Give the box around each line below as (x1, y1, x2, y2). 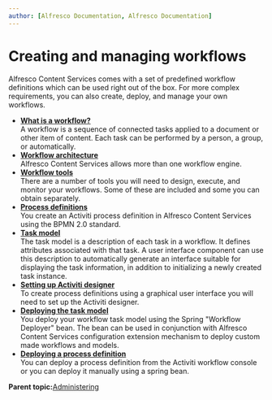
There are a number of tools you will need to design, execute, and (19, 176, 241, 185)
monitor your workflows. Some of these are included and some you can (19, 185, 260, 194)
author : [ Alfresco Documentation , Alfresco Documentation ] (8, 11, 213, 20)
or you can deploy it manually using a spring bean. (19, 366, 189, 376)
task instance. (19, 271, 67, 280)
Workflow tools (19, 167, 74, 177)
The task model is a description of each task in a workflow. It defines (19, 237, 251, 246)
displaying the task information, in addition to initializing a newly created (19, 262, 262, 272)
